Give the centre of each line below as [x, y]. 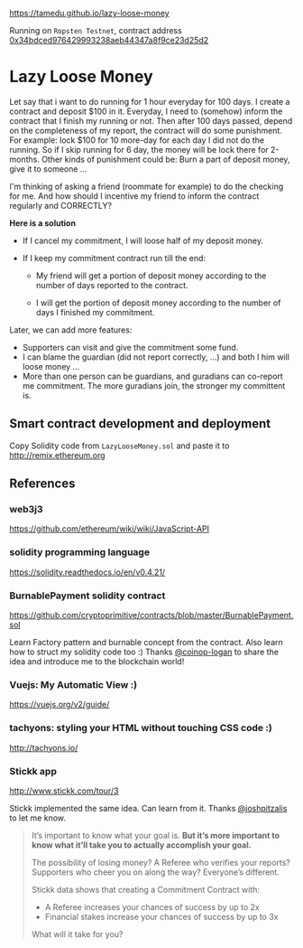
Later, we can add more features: [71, 330]
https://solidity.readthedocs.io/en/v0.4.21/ [87, 572]
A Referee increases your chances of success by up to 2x [152, 906]
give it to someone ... [48, 169]
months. [25, 159]
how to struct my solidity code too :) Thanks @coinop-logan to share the [144, 652]
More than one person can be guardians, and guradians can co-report [153, 376]
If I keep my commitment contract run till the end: [114, 258]
